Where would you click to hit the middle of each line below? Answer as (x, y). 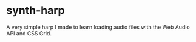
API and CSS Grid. (29, 33)
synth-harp (35, 10)
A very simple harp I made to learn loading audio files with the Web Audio (98, 27)
